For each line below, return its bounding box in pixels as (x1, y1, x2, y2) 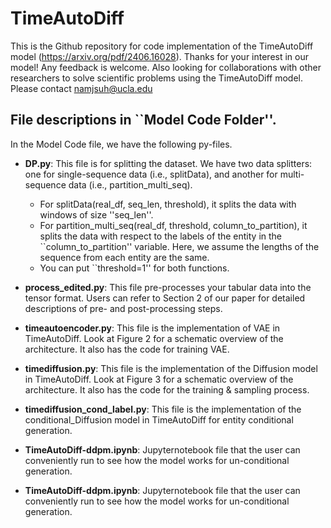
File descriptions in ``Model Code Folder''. (10, 112, 277, 129)
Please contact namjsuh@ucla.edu (10, 82, 153, 94)
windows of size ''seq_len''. (39, 208, 154, 221)
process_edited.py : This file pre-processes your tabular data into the (24, 281, 312, 293)
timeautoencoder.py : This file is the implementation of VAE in (24, 322, 281, 334)
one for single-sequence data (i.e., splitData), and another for (24, 168, 278, 180)
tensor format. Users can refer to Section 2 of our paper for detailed (24, 292, 306, 304)
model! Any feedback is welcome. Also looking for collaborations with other (10, 61, 322, 73)
